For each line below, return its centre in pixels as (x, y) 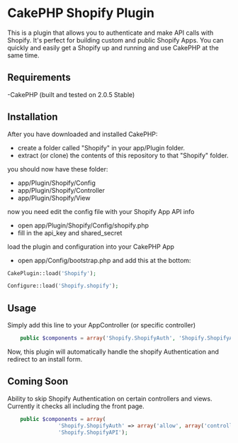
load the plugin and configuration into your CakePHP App (91, 247)
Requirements (39, 78)
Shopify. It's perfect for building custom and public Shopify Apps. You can (116, 40)
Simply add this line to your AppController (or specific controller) (102, 325)
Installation (33, 117)
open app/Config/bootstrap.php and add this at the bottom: (104, 260)
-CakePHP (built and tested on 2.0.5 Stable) (71, 94)
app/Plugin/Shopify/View (54, 198)
